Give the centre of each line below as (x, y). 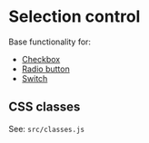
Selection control (74, 17)
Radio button (45, 69)
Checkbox (41, 59)
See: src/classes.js (47, 129)
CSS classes (45, 107)
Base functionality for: (50, 42)
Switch (35, 78)
